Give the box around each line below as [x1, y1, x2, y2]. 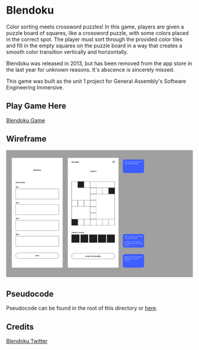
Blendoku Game [6, 117, 46, 124]
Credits [6, 322, 34, 332]
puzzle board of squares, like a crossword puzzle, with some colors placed [6, 29, 189, 36]
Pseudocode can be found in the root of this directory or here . [6, 304, 158, 312]
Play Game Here [6, 101, 67, 111]
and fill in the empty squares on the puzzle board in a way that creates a [6, 42, 182, 49]
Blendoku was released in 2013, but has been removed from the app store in [6, 60, 192, 67]
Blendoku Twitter [6, 338, 48, 345]
